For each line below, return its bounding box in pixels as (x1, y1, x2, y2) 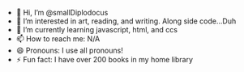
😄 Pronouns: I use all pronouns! (15, 45, 123, 55)
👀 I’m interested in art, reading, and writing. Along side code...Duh (15, 16, 237, 26)
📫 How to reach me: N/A (15, 34, 101, 44)
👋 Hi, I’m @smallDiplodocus (15, 8, 109, 17)
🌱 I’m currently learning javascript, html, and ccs (15, 25, 178, 34)
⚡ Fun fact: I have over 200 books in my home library (15, 55, 193, 64)
